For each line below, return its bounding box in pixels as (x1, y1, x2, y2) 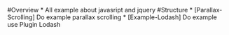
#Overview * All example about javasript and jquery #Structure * (7, 6, 193, 14)
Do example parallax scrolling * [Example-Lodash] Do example (36, 13, 217, 21)
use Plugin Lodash (7, 21, 61, 28)
